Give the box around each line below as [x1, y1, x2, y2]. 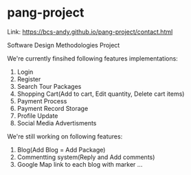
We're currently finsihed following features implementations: [7, 54, 179, 63]
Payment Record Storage [16, 104, 89, 112]
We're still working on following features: [7, 132, 123, 141]
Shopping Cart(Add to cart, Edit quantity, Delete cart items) [16, 90, 185, 98]
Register [16, 74, 41, 83]
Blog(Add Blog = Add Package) [16, 145, 106, 154]
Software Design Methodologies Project [7, 41, 120, 49]
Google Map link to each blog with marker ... [16, 160, 143, 168]
